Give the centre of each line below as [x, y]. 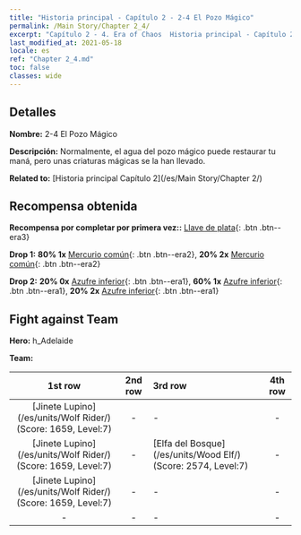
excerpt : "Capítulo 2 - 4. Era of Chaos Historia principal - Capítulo [148, 34]
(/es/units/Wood [187, 455]
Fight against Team [64, 319]
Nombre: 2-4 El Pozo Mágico [64, 134]
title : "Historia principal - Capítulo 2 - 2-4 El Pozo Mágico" [132, 17]
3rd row [170, 386]
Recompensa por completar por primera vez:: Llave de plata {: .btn [133, 228]
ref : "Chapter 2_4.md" [52, 59]
